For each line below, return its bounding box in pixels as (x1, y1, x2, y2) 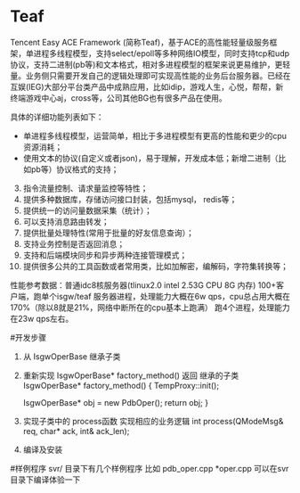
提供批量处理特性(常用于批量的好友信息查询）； (22, 227, 194, 238)
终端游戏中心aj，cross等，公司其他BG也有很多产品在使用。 (10, 92, 228, 103)
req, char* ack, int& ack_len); (22, 425, 130, 436)
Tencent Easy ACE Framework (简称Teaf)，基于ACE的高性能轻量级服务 (10, 37, 270, 47)
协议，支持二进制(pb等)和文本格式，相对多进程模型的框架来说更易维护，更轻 (10, 59, 291, 70)
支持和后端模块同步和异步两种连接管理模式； (22, 250, 188, 260)
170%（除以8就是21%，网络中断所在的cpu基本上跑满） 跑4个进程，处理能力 (10, 301, 290, 313)
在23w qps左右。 (10, 313, 74, 324)
